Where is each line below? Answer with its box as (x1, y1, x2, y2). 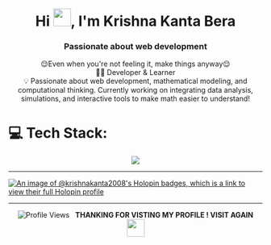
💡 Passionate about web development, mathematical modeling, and (23, 77, 248, 86)
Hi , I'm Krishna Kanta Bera (35, 12, 236, 31)
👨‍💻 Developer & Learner (95, 68, 176, 77)
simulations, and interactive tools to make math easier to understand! (21, 93, 250, 104)
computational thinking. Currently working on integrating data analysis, (17, 85, 254, 95)
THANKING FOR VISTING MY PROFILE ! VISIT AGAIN (75, 210, 254, 220)
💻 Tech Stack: (8, 123, 108, 142)
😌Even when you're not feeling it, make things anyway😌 (40, 59, 231, 69)
